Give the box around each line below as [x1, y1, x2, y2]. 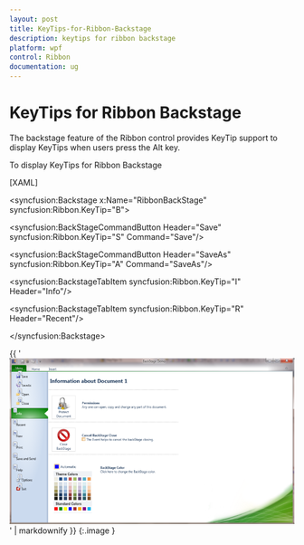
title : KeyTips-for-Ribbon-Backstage [9, 24, 152, 33]
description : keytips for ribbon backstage [9, 33, 176, 43]
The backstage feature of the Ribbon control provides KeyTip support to [9, 132, 278, 143]
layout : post [9, 14, 59, 24]
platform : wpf [9, 43, 63, 53]
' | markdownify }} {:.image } [9, 525, 116, 536]
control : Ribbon [9, 53, 71, 62]
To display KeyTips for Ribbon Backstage [9, 159, 163, 170]
